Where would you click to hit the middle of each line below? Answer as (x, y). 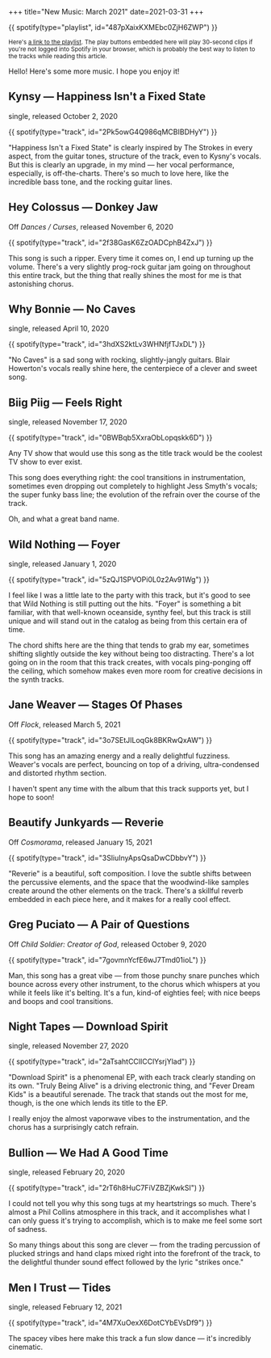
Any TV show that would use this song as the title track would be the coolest (135, 453)
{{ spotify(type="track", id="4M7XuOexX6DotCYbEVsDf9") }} (110, 1322)
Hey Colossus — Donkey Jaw (83, 207)
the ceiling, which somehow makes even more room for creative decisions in (135, 671)
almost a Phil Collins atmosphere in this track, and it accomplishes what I (129, 1212)
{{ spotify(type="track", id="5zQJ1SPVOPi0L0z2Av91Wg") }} (109, 580)
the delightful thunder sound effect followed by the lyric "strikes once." (126, 1262)
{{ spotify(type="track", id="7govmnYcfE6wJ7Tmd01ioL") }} (108, 959)
